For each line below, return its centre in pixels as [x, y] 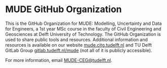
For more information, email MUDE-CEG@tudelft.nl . [59, 60]
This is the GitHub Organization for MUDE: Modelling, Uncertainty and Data [83, 23]
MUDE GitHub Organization [64, 9]
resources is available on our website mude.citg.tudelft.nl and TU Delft [78, 45]
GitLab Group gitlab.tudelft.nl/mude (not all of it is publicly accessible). [79, 50]
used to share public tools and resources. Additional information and [77, 40]
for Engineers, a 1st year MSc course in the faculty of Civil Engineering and [83, 28]
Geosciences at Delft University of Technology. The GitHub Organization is [83, 34]
